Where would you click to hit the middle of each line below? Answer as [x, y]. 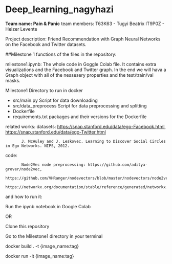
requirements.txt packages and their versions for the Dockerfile [80, 117]
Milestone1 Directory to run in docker [44, 90]
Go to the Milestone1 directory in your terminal [54, 236]
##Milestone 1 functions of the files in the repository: [61, 54]
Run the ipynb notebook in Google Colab [48, 206]
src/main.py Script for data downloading [55, 100]
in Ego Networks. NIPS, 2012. [38, 146]
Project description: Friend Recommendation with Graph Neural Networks [83, 39]
